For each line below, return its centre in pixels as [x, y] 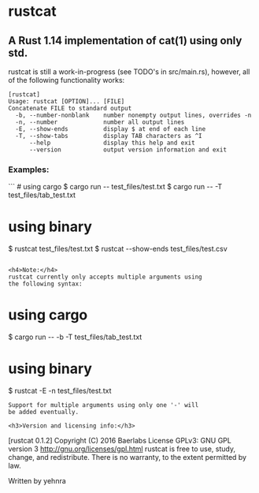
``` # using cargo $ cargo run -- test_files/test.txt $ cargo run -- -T [115, 187]
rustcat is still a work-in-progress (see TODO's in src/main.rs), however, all [129, 72]
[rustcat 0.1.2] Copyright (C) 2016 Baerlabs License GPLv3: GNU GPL [120, 441]
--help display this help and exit [112, 143]
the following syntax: [45, 284]
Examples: [29, 170]
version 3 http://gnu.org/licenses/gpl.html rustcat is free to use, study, [122, 449]
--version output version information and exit [128, 150]
